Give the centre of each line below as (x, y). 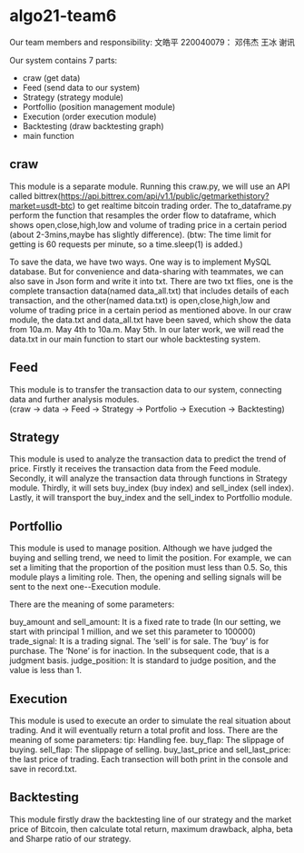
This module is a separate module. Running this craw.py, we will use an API (150, 186)
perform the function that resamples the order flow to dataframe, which (143, 215)
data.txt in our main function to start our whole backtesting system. (135, 339)
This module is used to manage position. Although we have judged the (141, 548)
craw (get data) (51, 77)
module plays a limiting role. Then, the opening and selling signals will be (146, 577)
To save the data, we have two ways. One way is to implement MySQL (141, 262)
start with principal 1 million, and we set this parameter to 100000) (132, 631)
